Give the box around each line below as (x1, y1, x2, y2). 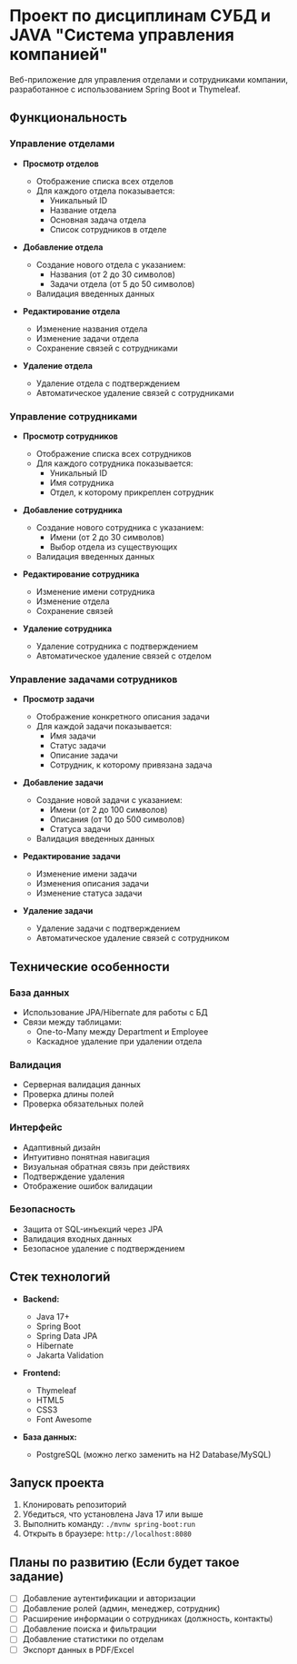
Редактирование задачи (22, 851, 121, 862)
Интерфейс (9, 1121, 63, 1134)
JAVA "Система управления (9, 25, 234, 45)
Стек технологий (9, 1269, 111, 1285)
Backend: (22, 1293, 60, 1304)
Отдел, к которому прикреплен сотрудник (49, 487, 214, 498)
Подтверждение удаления (22, 1171, 125, 1182)
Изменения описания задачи (35, 878, 150, 889)
